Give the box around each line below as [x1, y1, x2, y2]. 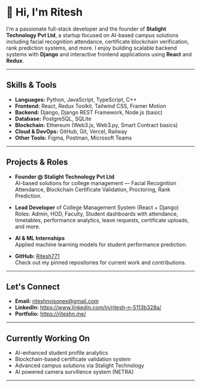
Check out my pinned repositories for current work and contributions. [14, 259, 187, 266]
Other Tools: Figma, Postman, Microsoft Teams [14, 134, 132, 141]
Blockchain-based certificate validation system [14, 356, 131, 363]
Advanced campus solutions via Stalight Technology [14, 362, 145, 369]
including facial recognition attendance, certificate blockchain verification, [6, 38, 190, 45]
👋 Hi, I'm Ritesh [6, 5, 83, 19]
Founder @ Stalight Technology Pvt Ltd [14, 173, 115, 180]
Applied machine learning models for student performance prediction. [14, 241, 187, 248]
